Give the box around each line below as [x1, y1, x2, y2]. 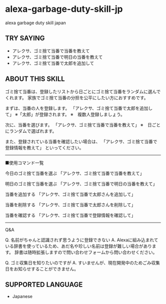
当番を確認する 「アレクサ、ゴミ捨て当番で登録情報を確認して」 [5, 212, 136, 218]
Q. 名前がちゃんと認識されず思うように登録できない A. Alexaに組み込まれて [5, 237, 159, 243]
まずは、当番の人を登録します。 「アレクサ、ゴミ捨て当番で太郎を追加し [5, 105, 153, 111]
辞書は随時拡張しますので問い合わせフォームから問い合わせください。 [14, 249, 158, 255]
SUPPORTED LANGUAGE [5, 280, 83, 289]
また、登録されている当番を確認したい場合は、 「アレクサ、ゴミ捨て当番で [5, 138, 158, 144]
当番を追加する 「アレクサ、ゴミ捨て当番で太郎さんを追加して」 [5, 191, 136, 197]
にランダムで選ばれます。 [5, 128, 57, 134]
